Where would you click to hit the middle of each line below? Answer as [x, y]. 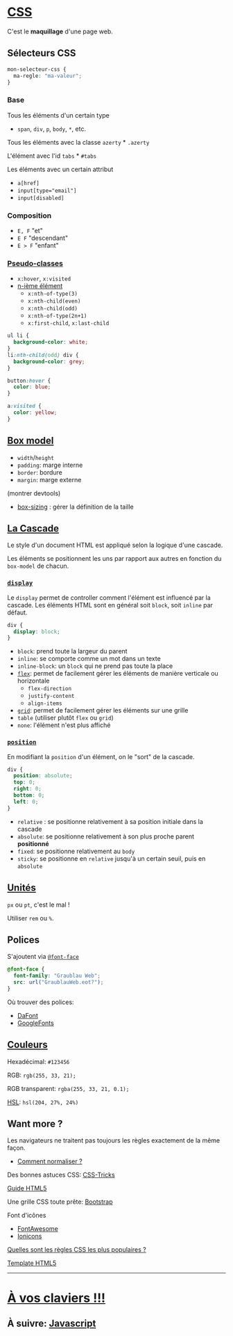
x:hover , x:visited [44, 278]
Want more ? [35, 1124]
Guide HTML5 [27, 1188]
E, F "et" [30, 230]
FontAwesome [38, 1229]
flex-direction [49, 689]
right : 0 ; [27, 789]
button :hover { [29, 381]
